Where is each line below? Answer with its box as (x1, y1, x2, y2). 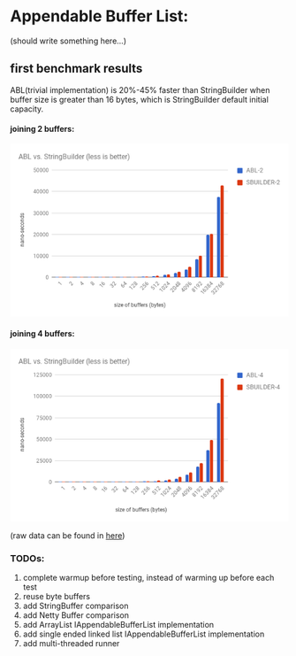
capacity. (10, 104, 44, 114)
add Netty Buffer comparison (22, 610, 129, 621)
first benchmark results (10, 61, 143, 76)
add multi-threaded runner (22, 638, 120, 649)
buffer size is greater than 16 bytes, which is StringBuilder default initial (10, 94, 269, 104)
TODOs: (10, 552, 45, 564)
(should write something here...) (10, 35, 127, 46)
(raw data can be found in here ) (10, 529, 125, 541)
